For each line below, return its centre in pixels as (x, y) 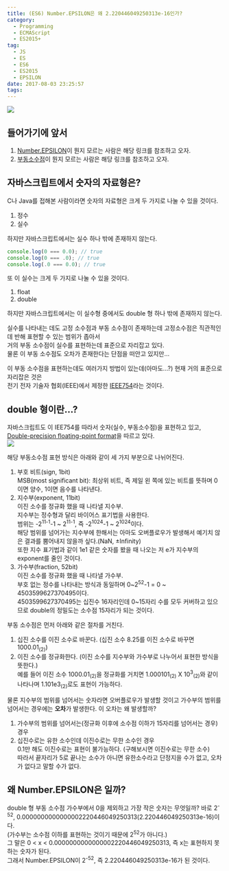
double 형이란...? (43, 409)
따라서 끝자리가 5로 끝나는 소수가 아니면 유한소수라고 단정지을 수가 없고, (113, 758)
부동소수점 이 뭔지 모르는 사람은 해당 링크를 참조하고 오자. (93, 159)
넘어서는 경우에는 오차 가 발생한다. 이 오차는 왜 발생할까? (82, 708)
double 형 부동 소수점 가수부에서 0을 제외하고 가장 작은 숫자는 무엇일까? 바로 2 (112, 808)
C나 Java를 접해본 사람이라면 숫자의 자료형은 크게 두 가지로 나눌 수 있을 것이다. (113, 201)
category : (21, 20)
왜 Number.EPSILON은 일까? (67, 790)
